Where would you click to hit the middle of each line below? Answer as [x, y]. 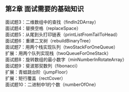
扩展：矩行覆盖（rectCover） [36, 78]
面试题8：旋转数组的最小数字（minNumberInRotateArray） [66, 59]
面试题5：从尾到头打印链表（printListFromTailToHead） [63, 34]
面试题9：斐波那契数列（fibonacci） [43, 65]
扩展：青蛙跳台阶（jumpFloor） [38, 72]
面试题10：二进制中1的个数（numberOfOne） [52, 84]
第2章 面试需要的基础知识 [45, 9]
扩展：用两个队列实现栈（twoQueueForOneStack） [58, 53]
